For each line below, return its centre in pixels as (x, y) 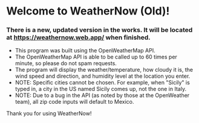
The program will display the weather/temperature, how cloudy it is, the (104, 70)
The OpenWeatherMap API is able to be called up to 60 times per (96, 57)
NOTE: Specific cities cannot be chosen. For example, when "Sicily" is (103, 83)
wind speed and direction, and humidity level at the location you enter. (103, 76)
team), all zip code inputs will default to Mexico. (74, 102)
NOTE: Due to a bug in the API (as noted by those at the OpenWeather (102, 95)
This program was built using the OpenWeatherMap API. (85, 51)
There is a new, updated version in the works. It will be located (99, 30)
